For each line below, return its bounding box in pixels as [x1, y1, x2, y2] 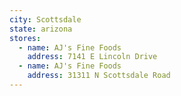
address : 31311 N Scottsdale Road [27, 71, 171, 81]
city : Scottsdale [9, 14, 82, 25]
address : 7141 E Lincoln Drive [27, 52, 158, 62]
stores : [9, 33, 42, 43]
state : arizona [9, 24, 73, 34]
